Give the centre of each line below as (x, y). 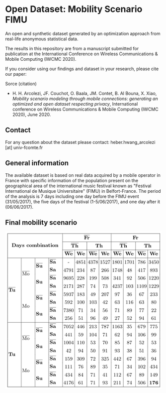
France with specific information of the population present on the (72, 180)
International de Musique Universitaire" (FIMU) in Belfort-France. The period (83, 191)
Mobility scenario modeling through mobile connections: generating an (85, 99)
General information (37, 163)
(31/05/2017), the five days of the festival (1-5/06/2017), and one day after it (83, 201)
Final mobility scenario (41, 222)
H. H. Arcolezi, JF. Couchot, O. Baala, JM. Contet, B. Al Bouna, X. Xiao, (84, 93)
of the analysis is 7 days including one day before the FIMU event (72, 196)
